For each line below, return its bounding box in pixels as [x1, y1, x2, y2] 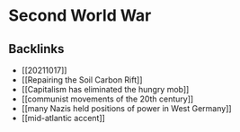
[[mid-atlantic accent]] [21, 113, 105, 123]
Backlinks [8, 41, 65, 57]
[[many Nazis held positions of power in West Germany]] [21, 103, 232, 113]
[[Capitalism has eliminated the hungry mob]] [21, 84, 190, 94]
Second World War [8, 5, 152, 26]
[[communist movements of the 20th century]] [21, 93, 194, 104]
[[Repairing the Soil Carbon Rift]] [21, 75, 143, 85]
